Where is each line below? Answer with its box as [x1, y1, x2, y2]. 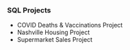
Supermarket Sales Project [16, 36, 93, 44]
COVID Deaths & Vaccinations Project [16, 21, 123, 29]
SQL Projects [7, 5, 51, 15]
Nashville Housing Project [16, 28, 90, 36]
